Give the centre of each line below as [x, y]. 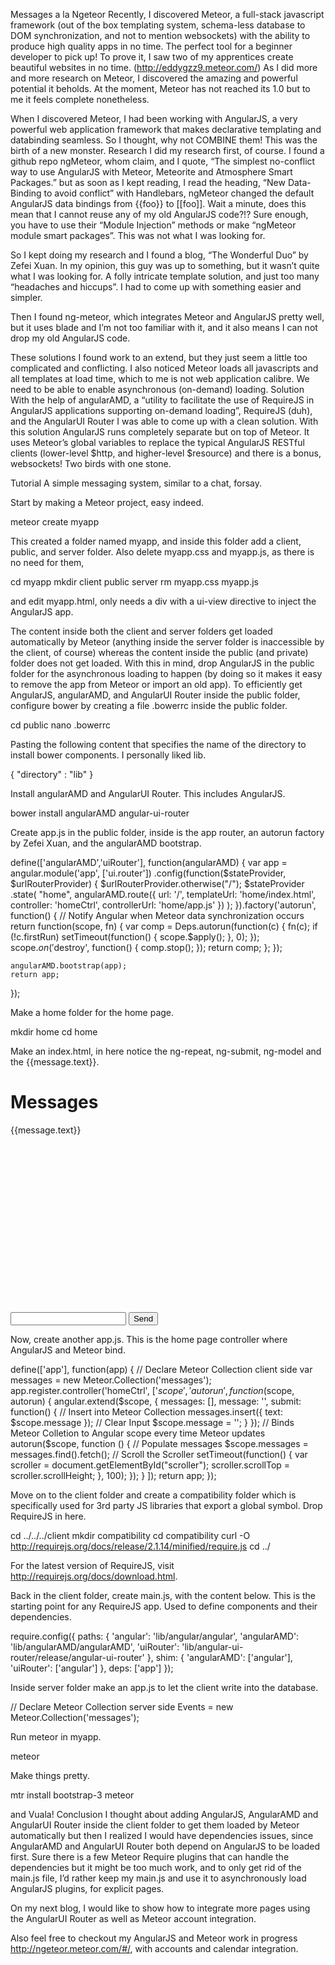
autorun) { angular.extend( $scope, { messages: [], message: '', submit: [156, 1401]
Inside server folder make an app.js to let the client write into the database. [164, 1687]
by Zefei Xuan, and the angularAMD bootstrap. [106, 843]
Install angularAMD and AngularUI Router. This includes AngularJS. [148, 793]
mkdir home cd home [54, 1032]
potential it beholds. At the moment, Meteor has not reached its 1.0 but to [160, 88]
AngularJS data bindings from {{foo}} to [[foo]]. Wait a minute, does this [158, 203]
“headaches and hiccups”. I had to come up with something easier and [156, 287]
